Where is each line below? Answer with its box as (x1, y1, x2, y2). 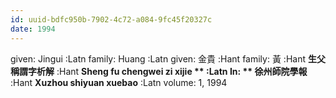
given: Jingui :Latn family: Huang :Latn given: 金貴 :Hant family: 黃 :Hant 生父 (10, 52, 326, 65)
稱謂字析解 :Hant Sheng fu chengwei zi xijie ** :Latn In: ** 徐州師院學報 (10, 65, 308, 77)
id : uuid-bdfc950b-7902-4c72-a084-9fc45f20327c (10, 14, 213, 25)
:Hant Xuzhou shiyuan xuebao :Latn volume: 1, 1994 (10, 76, 228, 88)
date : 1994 (10, 24, 56, 34)
